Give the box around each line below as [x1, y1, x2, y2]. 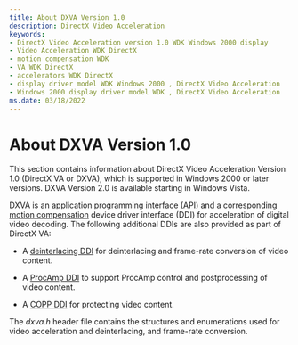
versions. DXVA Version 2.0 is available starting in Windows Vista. [9, 183, 251, 193]
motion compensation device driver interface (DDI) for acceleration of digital [9, 209, 289, 220]
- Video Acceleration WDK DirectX [9, 46, 138, 55]
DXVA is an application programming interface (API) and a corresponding [9, 200, 278, 210]
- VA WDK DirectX [9, 63, 74, 72]
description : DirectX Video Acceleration [9, 21, 165, 30]
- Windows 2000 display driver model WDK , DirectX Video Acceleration [9, 87, 280, 96]
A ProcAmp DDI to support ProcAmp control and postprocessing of [21, 273, 269, 283]
